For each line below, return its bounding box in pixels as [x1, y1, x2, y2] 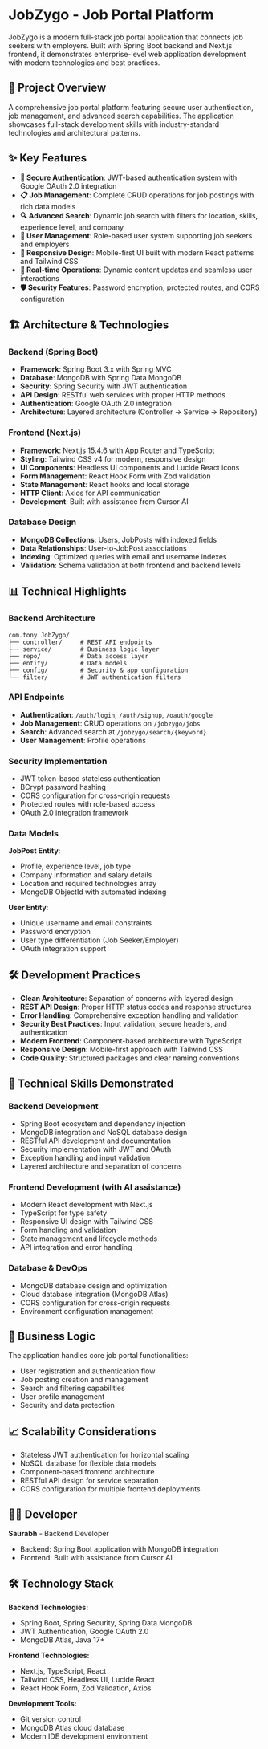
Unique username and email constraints [19, 918, 152, 928]
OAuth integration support [19, 944, 107, 954]
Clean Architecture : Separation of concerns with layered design [19, 994, 233, 1003]
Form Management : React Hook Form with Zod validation [19, 471, 211, 481]
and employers [19, 239, 70, 249]
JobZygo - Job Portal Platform [8, 6, 214, 24]
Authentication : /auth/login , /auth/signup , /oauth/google [19, 710, 213, 719]
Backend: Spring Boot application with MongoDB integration [19, 1544, 219, 1554]
